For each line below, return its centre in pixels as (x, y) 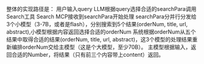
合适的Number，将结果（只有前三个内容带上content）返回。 (88, 55)
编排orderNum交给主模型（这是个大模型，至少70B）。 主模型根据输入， (101, 47)
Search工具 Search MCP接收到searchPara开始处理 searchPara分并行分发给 (102, 16)
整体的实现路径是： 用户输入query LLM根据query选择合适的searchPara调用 (101, 9)
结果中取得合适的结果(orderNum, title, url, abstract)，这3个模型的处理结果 (99, 39)
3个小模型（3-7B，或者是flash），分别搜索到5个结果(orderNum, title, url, (97, 24)
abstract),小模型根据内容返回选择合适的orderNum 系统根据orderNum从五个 (101, 32)
